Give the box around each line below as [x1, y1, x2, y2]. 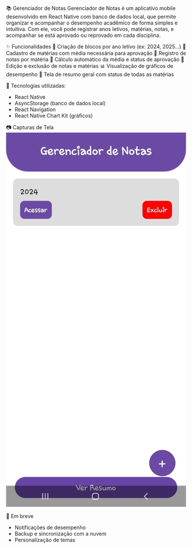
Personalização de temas [14, 537, 76, 543]
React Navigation [14, 106, 56, 113]
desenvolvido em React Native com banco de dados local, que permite [6, 13, 176, 20]
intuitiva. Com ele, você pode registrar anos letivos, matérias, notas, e [6, 26, 174, 32]
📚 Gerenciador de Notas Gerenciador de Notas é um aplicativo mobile [6, 5, 176, 12]
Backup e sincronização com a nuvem [14, 530, 107, 537]
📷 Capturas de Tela [6, 124, 54, 130]
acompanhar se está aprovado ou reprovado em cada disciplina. [6, 32, 161, 39]
